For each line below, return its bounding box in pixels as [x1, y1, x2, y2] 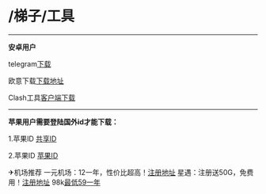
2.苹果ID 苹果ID [8, 150, 59, 160]
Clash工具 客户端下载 [8, 93, 76, 102]
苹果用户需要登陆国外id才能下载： [8, 116, 119, 127]
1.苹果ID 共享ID [8, 134, 57, 143]
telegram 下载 [8, 59, 51, 68]
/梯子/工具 [8, 7, 75, 25]
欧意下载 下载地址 [8, 76, 64, 86]
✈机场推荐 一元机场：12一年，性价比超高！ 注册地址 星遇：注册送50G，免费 [8, 167, 254, 177]
